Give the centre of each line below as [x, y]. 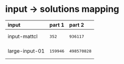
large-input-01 [26, 51]
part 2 [77, 25]
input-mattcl [23, 37]
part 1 [57, 25]
